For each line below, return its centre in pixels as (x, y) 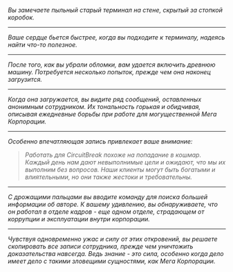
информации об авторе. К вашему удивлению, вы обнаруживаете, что (113, 204)
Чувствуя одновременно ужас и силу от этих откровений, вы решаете (113, 239)
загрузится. (25, 79)
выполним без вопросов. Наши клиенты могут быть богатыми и (120, 170)
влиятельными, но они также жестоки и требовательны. (109, 177)
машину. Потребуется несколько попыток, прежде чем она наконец (110, 72)
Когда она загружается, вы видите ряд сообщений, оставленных (105, 99)
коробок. (21, 17)
